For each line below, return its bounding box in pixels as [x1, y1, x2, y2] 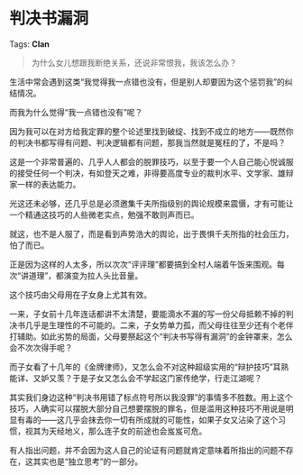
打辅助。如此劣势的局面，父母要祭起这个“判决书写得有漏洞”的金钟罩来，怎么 [9, 331, 293, 342]
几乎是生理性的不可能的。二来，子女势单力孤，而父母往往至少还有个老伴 [24, 319, 294, 330]
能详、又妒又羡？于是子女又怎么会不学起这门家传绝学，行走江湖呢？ [9, 372, 262, 383]
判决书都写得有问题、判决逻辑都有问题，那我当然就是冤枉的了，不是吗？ [16, 137, 286, 148]
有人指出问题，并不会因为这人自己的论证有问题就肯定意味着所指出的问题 [9, 444, 278, 455]
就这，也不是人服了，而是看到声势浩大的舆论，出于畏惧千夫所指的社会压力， [9, 228, 294, 239]
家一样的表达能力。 [9, 178, 81, 189]
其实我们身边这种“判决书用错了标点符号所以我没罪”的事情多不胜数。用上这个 [9, 391, 293, 402]
